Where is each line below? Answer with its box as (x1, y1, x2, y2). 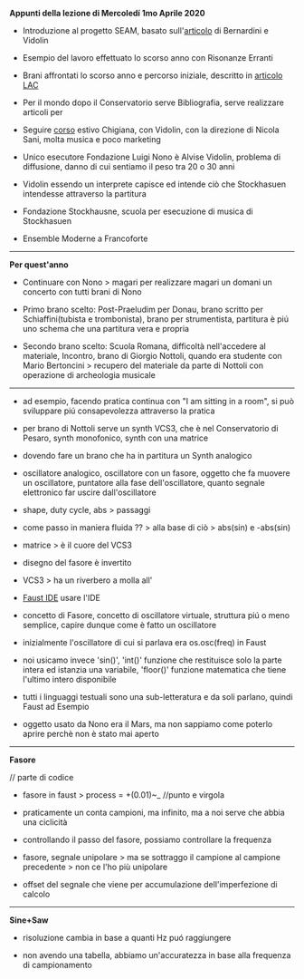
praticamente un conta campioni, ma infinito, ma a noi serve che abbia (22, 807, 285, 818)
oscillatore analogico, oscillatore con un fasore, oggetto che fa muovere (22, 468, 291, 479)
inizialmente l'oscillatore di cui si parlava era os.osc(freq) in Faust (22, 637, 267, 647)
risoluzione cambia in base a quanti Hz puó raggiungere (22, 933, 232, 943)
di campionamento (22, 960, 92, 970)
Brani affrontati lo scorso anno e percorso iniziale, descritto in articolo (22, 70, 283, 81)
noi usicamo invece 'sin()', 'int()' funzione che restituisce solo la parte (22, 654, 282, 665)
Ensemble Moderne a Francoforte (22, 233, 148, 244)
